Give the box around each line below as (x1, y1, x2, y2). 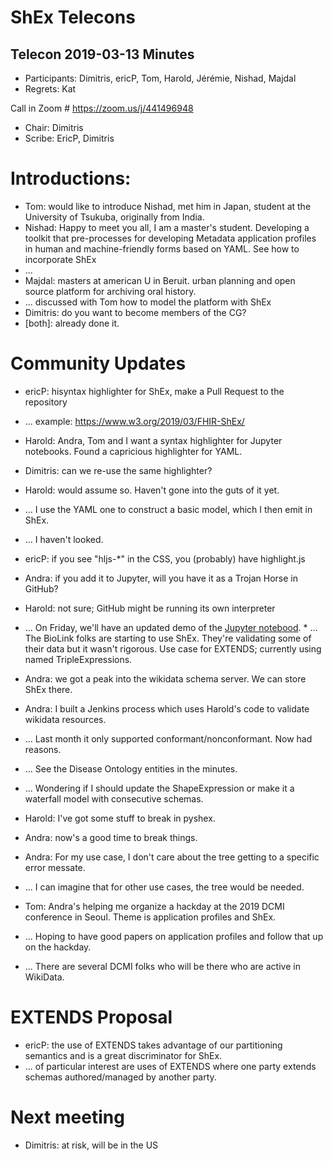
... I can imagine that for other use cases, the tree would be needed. (24, 881, 305, 893)
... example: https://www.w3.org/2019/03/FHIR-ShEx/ (24, 415, 245, 427)
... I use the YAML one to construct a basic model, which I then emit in (24, 503, 313, 515)
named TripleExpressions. (24, 653, 133, 665)
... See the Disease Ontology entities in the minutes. (24, 762, 238, 775)
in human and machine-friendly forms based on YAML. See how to (24, 242, 300, 255)
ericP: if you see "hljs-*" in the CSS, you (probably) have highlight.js (24, 552, 306, 565)
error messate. (24, 861, 86, 873)
